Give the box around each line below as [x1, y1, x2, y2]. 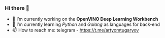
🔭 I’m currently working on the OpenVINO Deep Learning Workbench [12, 16, 158, 22]
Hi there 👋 [5, 5, 30, 12]
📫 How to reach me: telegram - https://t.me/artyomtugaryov [12, 27, 139, 33]
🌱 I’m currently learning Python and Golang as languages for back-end [12, 21, 160, 27]
